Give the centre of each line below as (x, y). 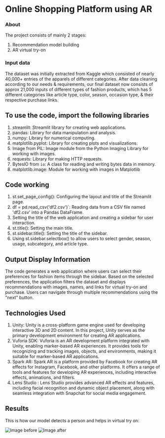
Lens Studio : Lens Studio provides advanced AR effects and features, (83, 383)
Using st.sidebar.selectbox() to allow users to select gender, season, (82, 239)
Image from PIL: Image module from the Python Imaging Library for (80, 148)
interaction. (24, 223)
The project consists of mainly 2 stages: (46, 35)
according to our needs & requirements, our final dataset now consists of (79, 84)
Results (17, 409)
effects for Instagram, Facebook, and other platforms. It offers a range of (86, 367)
